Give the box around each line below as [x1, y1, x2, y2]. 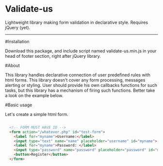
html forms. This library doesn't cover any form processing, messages [5, 77, 146, 83]
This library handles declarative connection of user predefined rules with [5, 72, 150, 78]
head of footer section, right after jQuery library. [5, 53, 101, 59]
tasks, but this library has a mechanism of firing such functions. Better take [5, 87, 155, 93]
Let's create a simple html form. [5, 111, 69, 117]
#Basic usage [5, 102, 33, 108]
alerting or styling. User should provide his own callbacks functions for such [5, 82, 158, 88]
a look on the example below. [5, 92, 64, 98]
